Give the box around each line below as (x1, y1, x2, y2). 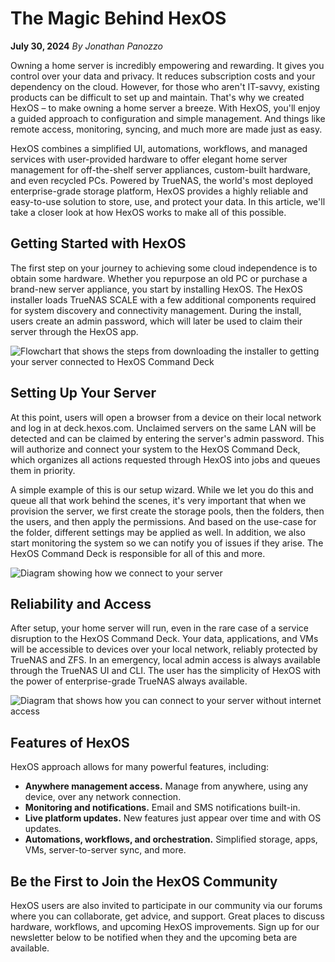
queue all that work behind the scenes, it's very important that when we (10, 494, 307, 506)
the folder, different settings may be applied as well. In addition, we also (10, 526, 306, 538)
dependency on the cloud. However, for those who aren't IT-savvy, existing (10, 80, 320, 92)
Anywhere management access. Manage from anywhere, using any (24, 780, 309, 792)
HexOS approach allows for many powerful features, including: (10, 761, 269, 773)
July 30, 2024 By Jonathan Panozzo (10, 40, 163, 52)
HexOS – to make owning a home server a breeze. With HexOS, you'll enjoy (10, 102, 321, 114)
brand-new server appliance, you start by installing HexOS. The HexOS (10, 283, 303, 295)
